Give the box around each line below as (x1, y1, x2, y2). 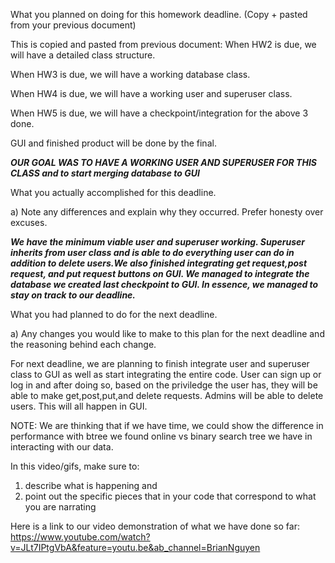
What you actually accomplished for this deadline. (10, 187, 217, 198)
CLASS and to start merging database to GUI (10, 167, 200, 179)
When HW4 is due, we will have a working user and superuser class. (10, 88, 293, 99)
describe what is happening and (24, 480, 158, 491)
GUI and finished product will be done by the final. (10, 137, 217, 149)
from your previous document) (10, 19, 137, 31)
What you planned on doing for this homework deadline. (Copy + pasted (10, 9, 308, 20)
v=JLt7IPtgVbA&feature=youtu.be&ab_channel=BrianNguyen (10, 542, 261, 553)
